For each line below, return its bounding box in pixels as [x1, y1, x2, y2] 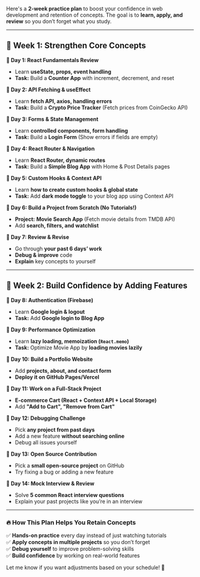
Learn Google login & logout [14, 308, 85, 315]
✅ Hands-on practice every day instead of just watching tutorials [6, 532, 167, 539]
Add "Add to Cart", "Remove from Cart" [14, 403, 115, 410]
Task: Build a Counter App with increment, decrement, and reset [14, 74, 174, 81]
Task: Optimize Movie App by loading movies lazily [14, 343, 143, 351]
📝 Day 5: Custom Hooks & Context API [6, 174, 102, 182]
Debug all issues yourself [14, 438, 77, 446]
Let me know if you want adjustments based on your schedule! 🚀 [6, 564, 165, 571]
